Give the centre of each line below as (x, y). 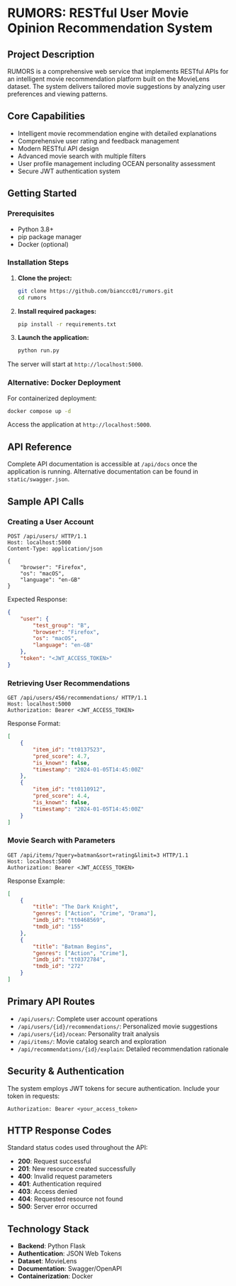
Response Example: (36, 881)
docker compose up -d (39, 411)
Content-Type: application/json (55, 549)
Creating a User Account (51, 522)
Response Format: (34, 724)
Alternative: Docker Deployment (64, 383)
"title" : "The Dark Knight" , (76, 907)
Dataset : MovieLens (47, 1261)
